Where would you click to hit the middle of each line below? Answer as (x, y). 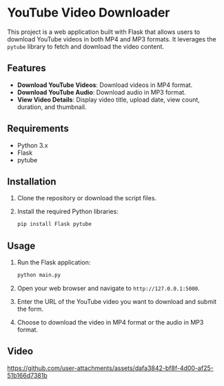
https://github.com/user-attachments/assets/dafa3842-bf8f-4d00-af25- (110, 368)
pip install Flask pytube (54, 224)
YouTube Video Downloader (89, 13)
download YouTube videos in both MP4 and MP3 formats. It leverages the (112, 39)
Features (27, 68)
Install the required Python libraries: (68, 211)
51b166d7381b (27, 375)
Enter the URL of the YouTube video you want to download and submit (117, 301)
